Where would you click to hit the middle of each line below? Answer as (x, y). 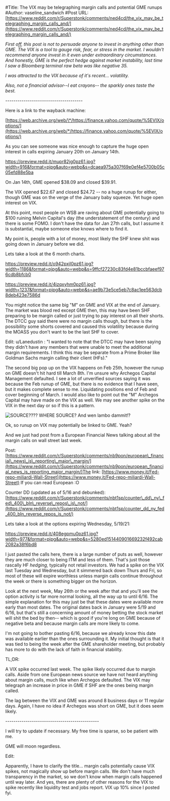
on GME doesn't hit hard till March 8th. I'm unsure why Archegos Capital (80, 373)
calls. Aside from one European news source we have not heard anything (81, 674)
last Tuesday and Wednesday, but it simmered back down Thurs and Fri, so (84, 570)
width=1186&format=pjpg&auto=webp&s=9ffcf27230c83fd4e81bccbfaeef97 (85, 269)
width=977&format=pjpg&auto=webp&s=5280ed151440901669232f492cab (84, 539)
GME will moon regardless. (33, 746)
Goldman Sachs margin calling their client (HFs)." (56, 358)
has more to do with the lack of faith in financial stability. (64, 649)
